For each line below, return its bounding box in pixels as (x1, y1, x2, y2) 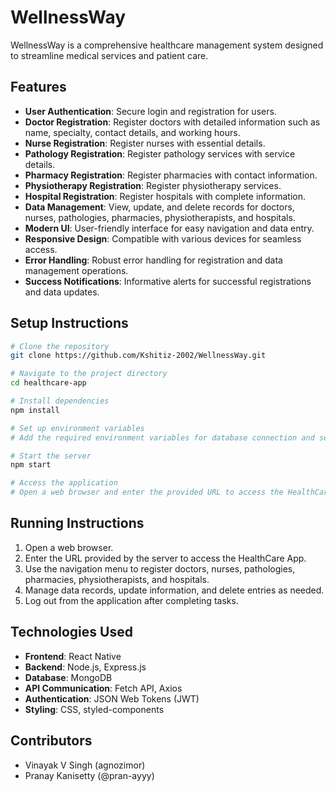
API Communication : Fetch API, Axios (24, 682, 183, 694)
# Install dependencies (10, 396, 110, 406)
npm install (10, 405, 60, 415)
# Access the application (10, 478, 118, 488)
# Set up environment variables (10, 423, 145, 433)
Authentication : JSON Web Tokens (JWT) (24, 692, 200, 705)
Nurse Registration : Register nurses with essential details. (24, 137, 266, 149)
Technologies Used (10, 624, 133, 641)
